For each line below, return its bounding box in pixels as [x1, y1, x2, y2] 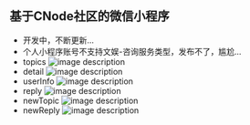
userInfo [22, 76, 55, 87]
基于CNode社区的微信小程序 [9, 8, 171, 25]
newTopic [22, 95, 60, 106]
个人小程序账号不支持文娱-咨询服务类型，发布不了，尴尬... [22, 46, 242, 57]
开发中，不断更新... [22, 35, 94, 46]
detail [22, 66, 44, 77]
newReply [22, 104, 61, 116]
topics [22, 56, 47, 67]
